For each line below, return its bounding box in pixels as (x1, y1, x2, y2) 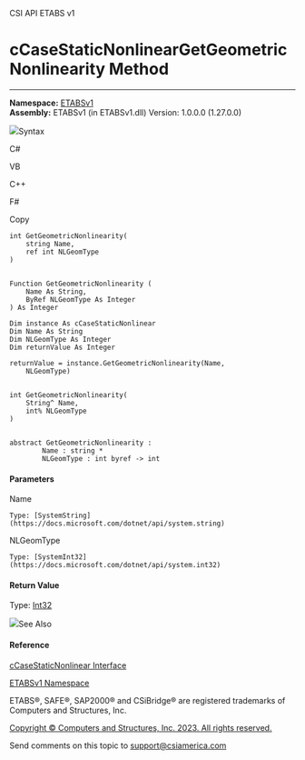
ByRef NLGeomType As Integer (25, 295, 136, 304)
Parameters (9, 473, 54, 485)
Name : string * (42, 445, 103, 455)
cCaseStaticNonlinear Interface (9, 659, 127, 671)
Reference (9, 639, 50, 650)
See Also (18, 618, 53, 630)
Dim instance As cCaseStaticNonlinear (9, 318, 156, 328)
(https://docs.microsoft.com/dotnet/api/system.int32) (9, 561, 221, 570)
